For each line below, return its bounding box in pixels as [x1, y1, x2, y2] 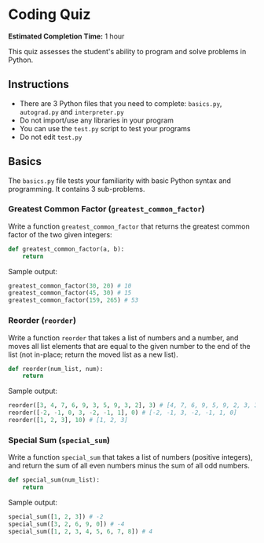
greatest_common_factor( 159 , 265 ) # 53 [8, 296, 139, 304]
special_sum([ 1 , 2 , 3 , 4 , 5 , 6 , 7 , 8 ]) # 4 [8, 527, 153, 535]
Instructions [8, 78, 69, 91]
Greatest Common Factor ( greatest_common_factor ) [8, 204, 206, 215]
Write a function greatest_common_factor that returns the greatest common [8, 222, 250, 231]
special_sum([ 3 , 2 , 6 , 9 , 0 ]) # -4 [8, 520, 125, 528]
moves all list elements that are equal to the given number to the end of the [8, 341, 251, 350]
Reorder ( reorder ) [8, 315, 77, 326]
